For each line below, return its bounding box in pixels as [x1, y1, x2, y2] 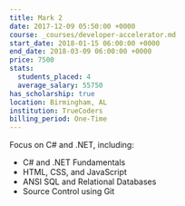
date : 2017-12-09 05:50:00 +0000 [9, 22, 136, 31]
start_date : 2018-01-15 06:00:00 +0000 [9, 38, 161, 48]
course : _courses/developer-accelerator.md [9, 30, 177, 39]
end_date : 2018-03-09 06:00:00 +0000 [9, 47, 152, 56]
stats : [9, 64, 34, 74]
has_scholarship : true [9, 89, 95, 98]
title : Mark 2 [9, 13, 63, 23]
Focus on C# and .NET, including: [9, 140, 134, 151]
